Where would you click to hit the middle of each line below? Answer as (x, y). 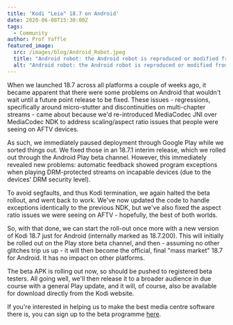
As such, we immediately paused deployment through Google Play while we (115, 142)
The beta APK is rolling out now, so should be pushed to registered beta (110, 271)
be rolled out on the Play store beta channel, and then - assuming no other (113, 243)
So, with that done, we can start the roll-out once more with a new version (113, 228)
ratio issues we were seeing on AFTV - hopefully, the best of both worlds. (112, 215)
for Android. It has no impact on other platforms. (76, 258)
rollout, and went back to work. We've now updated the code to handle (109, 200)
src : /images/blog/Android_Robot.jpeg (70, 53)
